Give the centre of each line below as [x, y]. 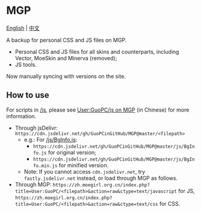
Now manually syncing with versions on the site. [66, 76]
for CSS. [170, 203]
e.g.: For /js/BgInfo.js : [51, 139]
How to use [28, 95]
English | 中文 [23, 28]
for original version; [72, 152]
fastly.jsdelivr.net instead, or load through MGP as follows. [101, 178]
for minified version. [84, 165]
